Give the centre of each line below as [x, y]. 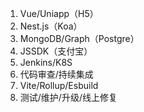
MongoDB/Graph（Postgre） [79, 38]
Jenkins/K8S [46, 62]
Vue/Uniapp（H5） [59, 13]
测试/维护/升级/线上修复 [68, 97]
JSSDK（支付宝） [56, 51]
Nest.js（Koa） [51, 26]
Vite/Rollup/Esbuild [59, 85]
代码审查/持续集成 [56, 74]
